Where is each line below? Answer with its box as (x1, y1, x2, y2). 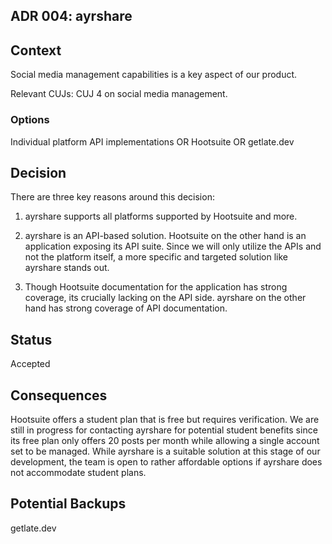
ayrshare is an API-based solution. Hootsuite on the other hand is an (24, 230, 307, 242)
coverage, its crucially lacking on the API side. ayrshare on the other (24, 292, 307, 304)
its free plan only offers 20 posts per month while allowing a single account (10, 434, 320, 446)
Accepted (10, 358, 51, 370)
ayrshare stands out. (24, 262, 110, 274)
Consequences (10, 387, 108, 404)
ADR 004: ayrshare (10, 8, 133, 25)
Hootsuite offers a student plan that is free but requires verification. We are (10, 413, 320, 425)
